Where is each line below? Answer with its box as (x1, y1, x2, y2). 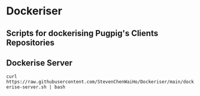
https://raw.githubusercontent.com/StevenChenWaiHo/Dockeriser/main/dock (6, 79, 195, 85)
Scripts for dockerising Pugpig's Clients (6, 28, 159, 38)
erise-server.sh (6, 84, 47, 91)
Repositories (6, 37, 55, 47)
